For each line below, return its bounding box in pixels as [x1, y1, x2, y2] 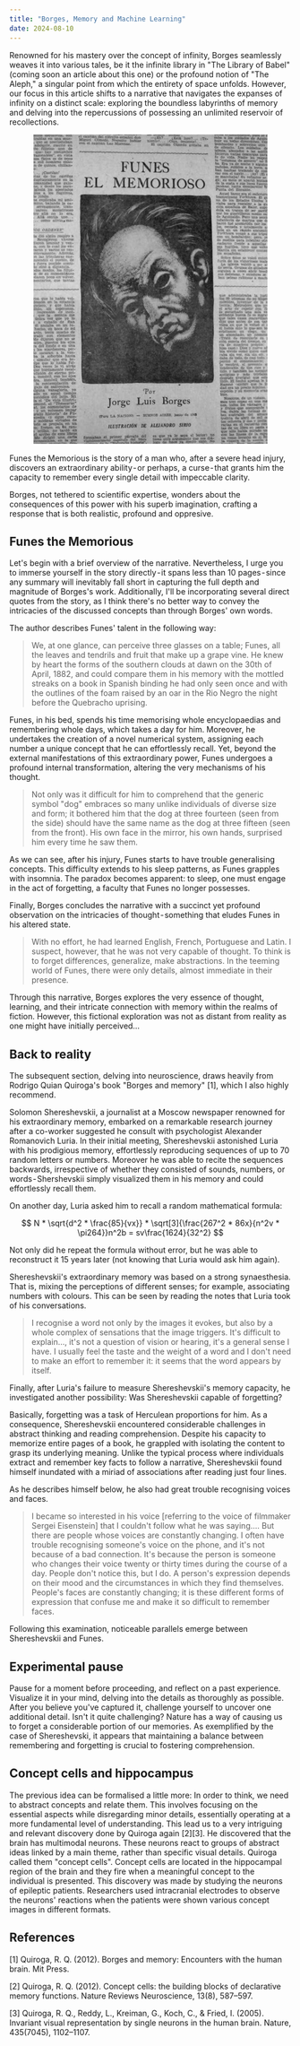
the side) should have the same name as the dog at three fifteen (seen [30, 818, 291, 828]
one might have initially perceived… [9, 1020, 141, 1031]
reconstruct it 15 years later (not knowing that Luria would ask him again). [9, 1254, 280, 1265]
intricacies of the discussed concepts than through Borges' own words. [9, 605, 273, 616]
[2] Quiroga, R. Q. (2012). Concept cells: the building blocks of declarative [9, 1981, 282, 1991]
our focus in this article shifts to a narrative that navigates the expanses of [9, 88, 283, 99]
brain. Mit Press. [9, 1964, 70, 1974]
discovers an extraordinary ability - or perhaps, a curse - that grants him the [9, 462, 285, 472]
